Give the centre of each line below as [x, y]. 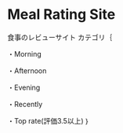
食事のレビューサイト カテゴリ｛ [60, 37]
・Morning [25, 54]
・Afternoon [27, 70]
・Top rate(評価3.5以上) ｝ [49, 120]
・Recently [25, 104]
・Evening [24, 87]
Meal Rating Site [62, 15]
